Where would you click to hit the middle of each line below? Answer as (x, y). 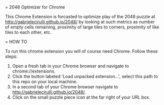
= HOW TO (16, 42)
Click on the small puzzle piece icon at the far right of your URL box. (81, 97)
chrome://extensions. (34, 71)
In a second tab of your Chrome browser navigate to (65, 87)
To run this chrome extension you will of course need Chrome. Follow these (82, 51)
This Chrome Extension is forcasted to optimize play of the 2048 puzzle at (80, 16)
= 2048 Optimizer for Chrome (35, 7)
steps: (11, 56)
